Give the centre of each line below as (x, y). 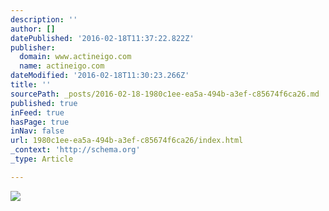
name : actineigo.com (62, 66)
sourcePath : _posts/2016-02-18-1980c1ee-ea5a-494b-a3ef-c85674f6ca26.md (165, 94)
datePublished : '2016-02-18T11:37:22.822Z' (102, 38)
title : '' (31, 85)
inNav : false (37, 131)
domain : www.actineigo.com (75, 57)
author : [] (33, 29)
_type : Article (42, 159)
